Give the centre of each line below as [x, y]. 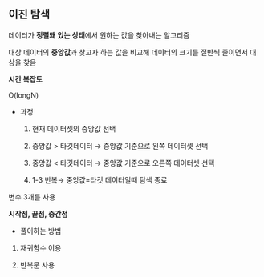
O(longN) [24, 95]
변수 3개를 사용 [32, 197]
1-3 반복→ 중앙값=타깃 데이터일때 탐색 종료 [100, 179]
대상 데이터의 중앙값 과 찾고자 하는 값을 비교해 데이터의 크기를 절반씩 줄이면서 [128, 52]
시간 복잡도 [25, 79]
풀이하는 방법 [41, 231]
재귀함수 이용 [41, 247]
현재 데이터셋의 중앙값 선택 [74, 128]
